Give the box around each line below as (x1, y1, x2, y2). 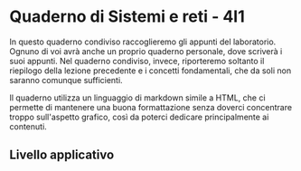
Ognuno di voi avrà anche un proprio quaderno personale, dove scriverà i (9, 45, 283, 56)
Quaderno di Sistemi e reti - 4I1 (9, 6, 246, 27)
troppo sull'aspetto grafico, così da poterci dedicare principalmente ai (9, 111, 269, 122)
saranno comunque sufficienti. (9, 74, 124, 85)
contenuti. (9, 120, 47, 132)
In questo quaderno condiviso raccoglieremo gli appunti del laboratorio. (9, 36, 277, 47)
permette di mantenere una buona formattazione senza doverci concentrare (9, 101, 292, 112)
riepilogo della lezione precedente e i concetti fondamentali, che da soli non (9, 65, 292, 76)
